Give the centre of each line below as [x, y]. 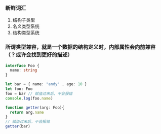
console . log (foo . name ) [29, 98]
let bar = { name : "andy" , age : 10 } [46, 84]
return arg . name [27, 112]
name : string [24, 70]
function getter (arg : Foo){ [35, 108]
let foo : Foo [19, 89]
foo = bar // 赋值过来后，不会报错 [39, 93]
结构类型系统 [26, 33]
